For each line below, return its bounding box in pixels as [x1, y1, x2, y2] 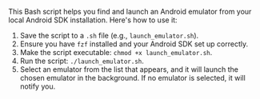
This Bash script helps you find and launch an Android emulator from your [8, 7, 252, 16]
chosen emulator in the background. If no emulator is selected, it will [19, 73, 246, 82]
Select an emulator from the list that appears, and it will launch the [19, 65, 238, 74]
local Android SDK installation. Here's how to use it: [8, 15, 178, 25]
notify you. [19, 81, 56, 91]
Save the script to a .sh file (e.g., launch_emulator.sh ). [19, 31, 199, 40]
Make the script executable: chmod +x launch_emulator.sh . [19, 48, 213, 57]
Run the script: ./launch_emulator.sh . [19, 56, 144, 65]
